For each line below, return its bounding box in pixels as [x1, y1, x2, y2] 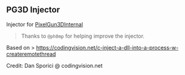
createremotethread [6, 50, 56, 58]
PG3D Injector [6, 5, 60, 15]
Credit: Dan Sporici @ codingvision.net [6, 62, 103, 69]
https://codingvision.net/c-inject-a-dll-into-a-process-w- [36, 44, 179, 51]
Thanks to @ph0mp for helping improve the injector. [21, 32, 145, 40]
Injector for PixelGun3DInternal [6, 20, 83, 28]
